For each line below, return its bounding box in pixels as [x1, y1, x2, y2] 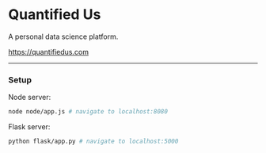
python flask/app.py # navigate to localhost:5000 [8, 137, 179, 146]
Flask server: [8, 122, 51, 132]
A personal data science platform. [8, 32, 119, 41]
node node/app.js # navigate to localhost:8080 [8, 108, 169, 116]
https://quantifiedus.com [8, 47, 89, 56]
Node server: [8, 93, 51, 102]
